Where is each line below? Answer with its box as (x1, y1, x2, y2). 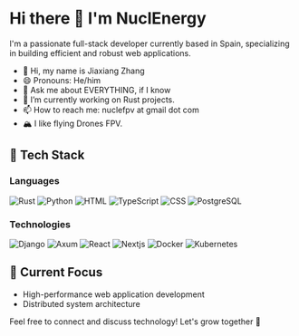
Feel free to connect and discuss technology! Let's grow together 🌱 (9, 316, 261, 327)
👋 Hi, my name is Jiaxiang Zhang (22, 65, 145, 76)
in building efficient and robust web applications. (9, 47, 192, 58)
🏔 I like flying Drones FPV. (22, 118, 123, 129)
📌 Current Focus (9, 264, 103, 280)
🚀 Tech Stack (9, 148, 85, 163)
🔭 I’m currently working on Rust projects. (22, 94, 175, 105)
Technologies (9, 217, 71, 230)
